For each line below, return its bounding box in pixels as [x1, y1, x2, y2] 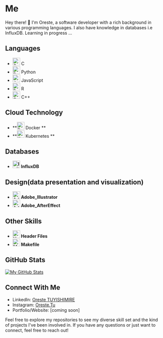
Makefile [21, 241, 40, 247]
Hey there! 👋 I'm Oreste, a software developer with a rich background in [5, 19, 152, 25]
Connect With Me [5, 283, 60, 292]
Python [21, 69, 36, 75]
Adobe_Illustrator [21, 194, 58, 200]
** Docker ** [12, 124, 46, 130]
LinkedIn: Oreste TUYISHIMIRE [12, 296, 75, 302]
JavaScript [21, 77, 43, 83]
